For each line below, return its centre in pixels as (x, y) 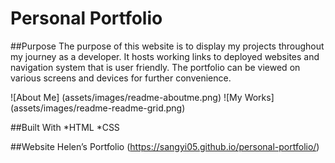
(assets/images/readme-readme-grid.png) (98, 108)
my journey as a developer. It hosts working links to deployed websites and (165, 56)
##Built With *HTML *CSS (65, 127)
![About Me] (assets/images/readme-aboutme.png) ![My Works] (142, 97)
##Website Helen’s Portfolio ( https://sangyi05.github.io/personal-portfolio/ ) (165, 146)
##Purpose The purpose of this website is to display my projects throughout (167, 46)
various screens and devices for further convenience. (121, 78)
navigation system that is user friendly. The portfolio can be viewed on (155, 67)
